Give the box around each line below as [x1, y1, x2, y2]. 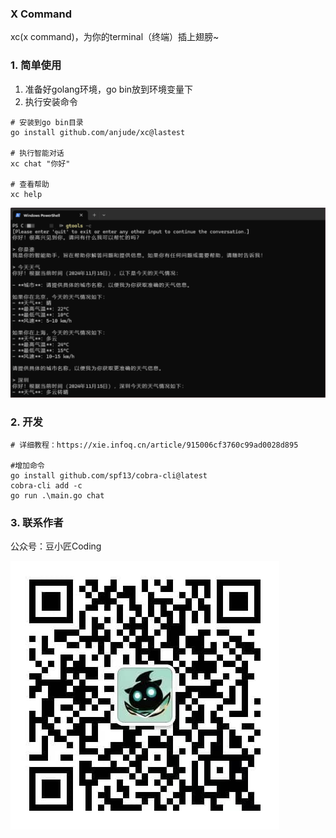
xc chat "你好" [10, 158, 71, 169]
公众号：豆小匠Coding [10, 540, 102, 552]
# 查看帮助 [10, 179, 50, 189]
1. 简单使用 [10, 58, 62, 72]
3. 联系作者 [10, 515, 64, 529]
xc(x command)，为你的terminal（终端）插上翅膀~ [10, 31, 220, 43]
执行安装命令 [24, 95, 78, 107]
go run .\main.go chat [10, 491, 105, 501]
